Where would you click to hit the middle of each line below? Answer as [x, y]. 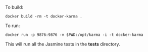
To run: [13, 25]
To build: [14, 7]
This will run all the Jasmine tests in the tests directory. [63, 44]
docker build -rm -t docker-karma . [44, 16]
